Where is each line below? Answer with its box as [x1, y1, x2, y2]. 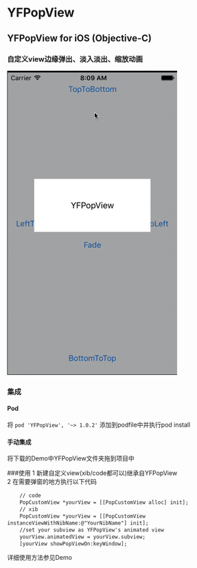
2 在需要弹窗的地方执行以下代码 [7, 478, 97, 486]
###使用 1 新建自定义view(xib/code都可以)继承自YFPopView [7, 469, 178, 477]
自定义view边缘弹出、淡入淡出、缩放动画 [7, 54, 143, 63]
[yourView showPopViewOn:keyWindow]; [19, 540, 128, 547]
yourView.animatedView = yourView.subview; [19, 534, 146, 540]
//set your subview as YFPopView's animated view [19, 527, 165, 534]
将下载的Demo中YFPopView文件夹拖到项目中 [7, 454, 135, 463]
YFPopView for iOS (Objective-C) [7, 32, 152, 44]
